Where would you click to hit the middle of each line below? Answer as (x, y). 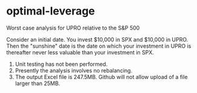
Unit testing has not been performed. (61, 64)
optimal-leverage (51, 11)
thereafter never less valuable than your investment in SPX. (80, 52)
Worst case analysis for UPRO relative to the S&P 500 (73, 28)
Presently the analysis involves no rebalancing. (74, 70)
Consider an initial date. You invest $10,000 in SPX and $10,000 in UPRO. (97, 39)
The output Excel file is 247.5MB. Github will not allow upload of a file (101, 77)
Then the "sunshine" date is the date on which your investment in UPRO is (99, 46)
